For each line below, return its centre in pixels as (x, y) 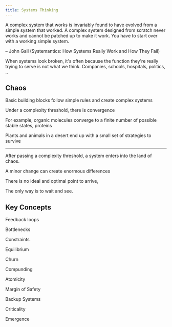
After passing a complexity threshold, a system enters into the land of (79, 156)
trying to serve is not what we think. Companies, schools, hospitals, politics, (85, 66)
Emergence (17, 319)
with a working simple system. (37, 41)
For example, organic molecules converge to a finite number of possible (81, 120)
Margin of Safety (23, 289)
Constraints (17, 240)
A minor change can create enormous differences (58, 171)
